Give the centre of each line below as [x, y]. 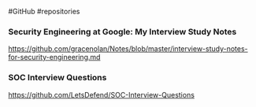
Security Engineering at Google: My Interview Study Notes [122, 31]
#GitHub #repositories [44, 11]
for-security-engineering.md [54, 57]
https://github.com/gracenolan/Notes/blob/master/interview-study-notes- [128, 49]
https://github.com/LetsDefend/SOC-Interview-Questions [102, 94]
